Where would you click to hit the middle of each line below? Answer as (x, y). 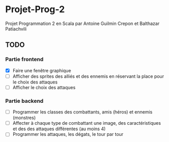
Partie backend (24, 101)
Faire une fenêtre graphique (42, 70)
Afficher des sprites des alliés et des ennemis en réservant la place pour (88, 76)
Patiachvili (16, 29)
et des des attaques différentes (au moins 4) (59, 129)
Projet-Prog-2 (35, 9)
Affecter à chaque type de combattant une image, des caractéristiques (87, 123)
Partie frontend (24, 60)
